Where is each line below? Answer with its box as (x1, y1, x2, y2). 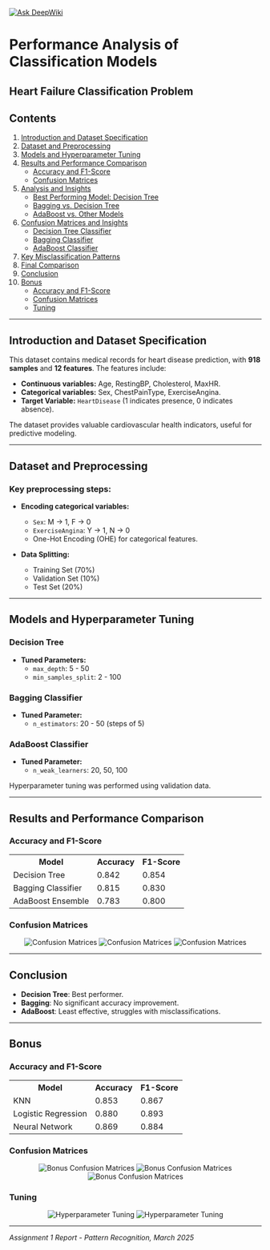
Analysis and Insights (20, 184, 91, 194)
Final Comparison (20, 260, 79, 270)
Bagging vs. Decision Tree (32, 201, 119, 211)
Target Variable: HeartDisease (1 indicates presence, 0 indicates (20, 396, 233, 406)
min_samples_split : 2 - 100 (32, 672, 122, 681)
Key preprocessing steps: (9, 483, 111, 494)
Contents (9, 111, 57, 125)
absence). (20, 404, 54, 414)
